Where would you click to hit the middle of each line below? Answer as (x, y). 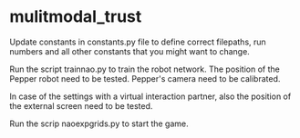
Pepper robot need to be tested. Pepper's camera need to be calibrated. (145, 78)
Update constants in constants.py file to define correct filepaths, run (138, 42)
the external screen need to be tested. (81, 105)
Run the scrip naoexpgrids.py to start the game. (99, 123)
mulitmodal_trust (76, 17)
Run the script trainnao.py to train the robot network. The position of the (145, 69)
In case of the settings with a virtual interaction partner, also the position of (150, 96)
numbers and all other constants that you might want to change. (130, 51)
